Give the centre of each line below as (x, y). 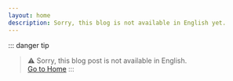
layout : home (29, 15)
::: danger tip (29, 45)
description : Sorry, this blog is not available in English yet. (117, 23)
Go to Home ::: (51, 68)
